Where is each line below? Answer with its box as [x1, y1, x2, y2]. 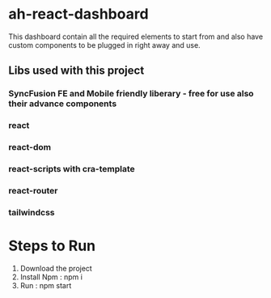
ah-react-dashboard [8, 5, 149, 23]
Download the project [19, 263, 93, 273]
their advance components [8, 98, 117, 109]
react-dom [8, 142, 51, 153]
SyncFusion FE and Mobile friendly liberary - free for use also [8, 88, 254, 100]
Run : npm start [19, 280, 72, 290]
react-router [8, 185, 58, 196]
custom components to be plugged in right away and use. [8, 40, 201, 49]
